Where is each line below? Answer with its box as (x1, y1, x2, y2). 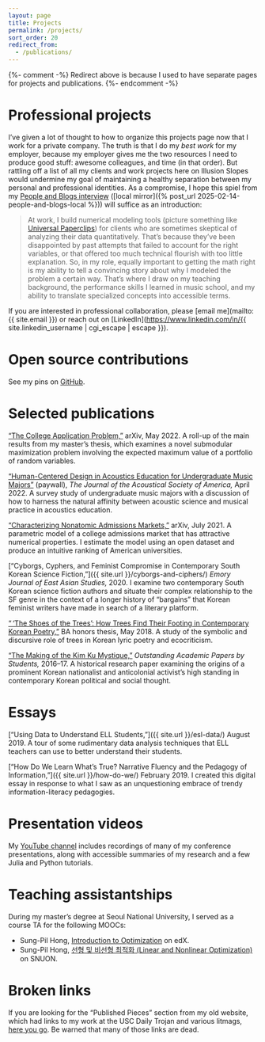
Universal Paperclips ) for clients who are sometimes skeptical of (27, 223, 237, 233)
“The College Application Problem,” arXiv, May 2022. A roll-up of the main (8, 431, 250, 440)
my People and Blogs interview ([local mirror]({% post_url (8, 191, 196, 200)
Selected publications (8, 405, 155, 423)
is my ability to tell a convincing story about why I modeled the (27, 265, 232, 275)
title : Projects (8, 19, 62, 27)
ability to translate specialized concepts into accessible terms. (27, 291, 231, 300)
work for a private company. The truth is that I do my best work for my (8, 140, 237, 150)
